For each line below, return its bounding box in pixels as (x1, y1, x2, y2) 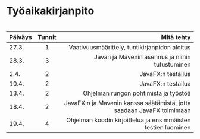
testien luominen (144, 124, 191, 132)
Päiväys (9, 33, 32, 42)
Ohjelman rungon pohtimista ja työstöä (83, 89, 191, 97)
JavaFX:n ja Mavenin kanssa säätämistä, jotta (64, 99, 191, 108)
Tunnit (37, 33, 57, 42)
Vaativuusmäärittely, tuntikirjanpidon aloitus (68, 43, 191, 52)
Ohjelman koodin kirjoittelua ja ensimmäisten (66, 116, 191, 124)
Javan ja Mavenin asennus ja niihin (94, 53, 191, 61)
